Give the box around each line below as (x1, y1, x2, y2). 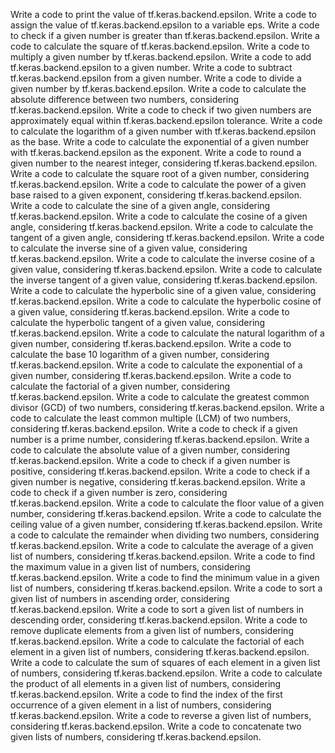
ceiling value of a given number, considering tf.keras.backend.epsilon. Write (10, 519, 323, 530)
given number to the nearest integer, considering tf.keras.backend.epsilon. (10, 157, 318, 169)
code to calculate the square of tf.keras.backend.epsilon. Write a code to (10, 40, 310, 52)
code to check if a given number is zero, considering (10, 487, 228, 498)
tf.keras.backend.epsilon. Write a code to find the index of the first (10, 689, 283, 700)
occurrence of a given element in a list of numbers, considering (10, 699, 272, 711)
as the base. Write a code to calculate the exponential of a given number (10, 136, 310, 148)
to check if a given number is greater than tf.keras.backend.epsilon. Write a (10, 30, 320, 41)
